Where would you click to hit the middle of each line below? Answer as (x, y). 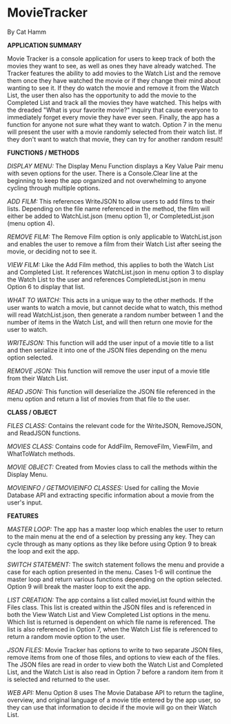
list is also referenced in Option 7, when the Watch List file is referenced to (113, 629)
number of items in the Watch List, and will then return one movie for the (110, 322)
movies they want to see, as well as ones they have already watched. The (112, 66)
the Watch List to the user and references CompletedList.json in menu (106, 279)
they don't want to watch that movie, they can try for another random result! (115, 139)
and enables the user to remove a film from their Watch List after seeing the (114, 244)
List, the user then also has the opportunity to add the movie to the (102, 95)
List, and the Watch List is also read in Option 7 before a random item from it (115, 672)
